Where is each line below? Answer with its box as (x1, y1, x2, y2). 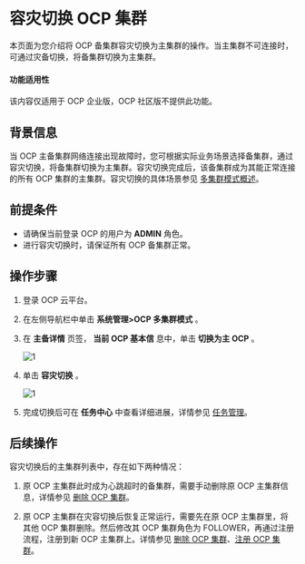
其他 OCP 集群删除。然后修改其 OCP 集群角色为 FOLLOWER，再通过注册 (22, 522, 295, 533)
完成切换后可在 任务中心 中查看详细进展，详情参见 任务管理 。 (22, 406, 252, 417)
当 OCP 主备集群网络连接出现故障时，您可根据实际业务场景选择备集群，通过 (9, 151, 293, 161)
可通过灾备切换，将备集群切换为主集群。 (9, 51, 161, 62)
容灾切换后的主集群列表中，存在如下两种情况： (9, 462, 184, 472)
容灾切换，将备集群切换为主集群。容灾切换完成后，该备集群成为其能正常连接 (9, 161, 296, 172)
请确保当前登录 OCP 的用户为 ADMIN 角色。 (22, 228, 188, 238)
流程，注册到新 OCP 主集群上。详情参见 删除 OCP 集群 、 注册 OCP (22, 534, 271, 545)
